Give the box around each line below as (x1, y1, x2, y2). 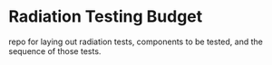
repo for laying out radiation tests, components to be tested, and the (8, 36, 264, 47)
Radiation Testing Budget (8, 6, 203, 27)
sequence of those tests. (8, 45, 102, 56)
